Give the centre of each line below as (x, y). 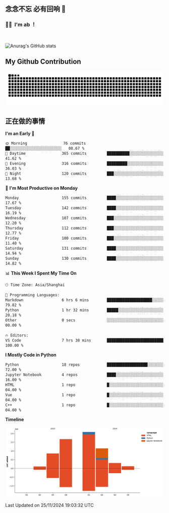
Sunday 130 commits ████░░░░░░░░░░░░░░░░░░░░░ (84, 259)
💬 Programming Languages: (32, 295)
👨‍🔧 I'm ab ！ (21, 25)
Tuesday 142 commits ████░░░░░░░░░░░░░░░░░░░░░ (84, 208)
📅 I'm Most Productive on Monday (42, 188)
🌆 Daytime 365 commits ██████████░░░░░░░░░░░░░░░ (84, 154)
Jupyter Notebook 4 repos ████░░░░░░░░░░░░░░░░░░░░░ (84, 375)
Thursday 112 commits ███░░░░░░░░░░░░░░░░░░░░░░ (84, 229)
